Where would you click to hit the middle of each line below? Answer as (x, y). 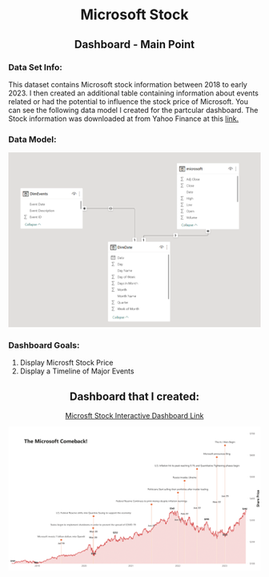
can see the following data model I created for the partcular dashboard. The (133, 110)
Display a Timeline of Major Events (77, 371)
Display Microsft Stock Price (66, 363)
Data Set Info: (35, 67)
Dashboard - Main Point (134, 44)
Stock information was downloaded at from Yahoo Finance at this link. (124, 119)
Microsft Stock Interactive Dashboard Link (134, 416)
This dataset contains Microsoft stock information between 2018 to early (128, 84)
